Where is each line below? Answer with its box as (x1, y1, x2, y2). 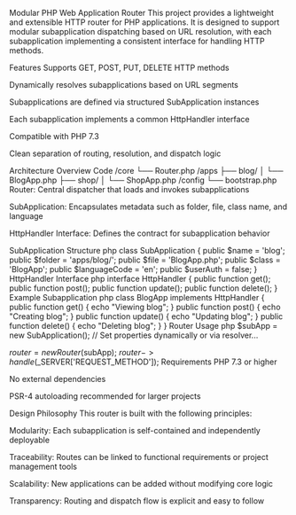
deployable (9, 434, 51, 445)
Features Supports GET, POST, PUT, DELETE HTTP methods (9, 62, 230, 73)
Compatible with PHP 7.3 (9, 131, 99, 141)
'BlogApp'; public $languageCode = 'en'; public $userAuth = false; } (9, 264, 258, 274)
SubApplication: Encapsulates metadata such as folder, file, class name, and (9, 201, 288, 212)
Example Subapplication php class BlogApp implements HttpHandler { (9, 293, 265, 302)
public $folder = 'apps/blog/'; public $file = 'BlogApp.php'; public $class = (9, 254, 281, 265)
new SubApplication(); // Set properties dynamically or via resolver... (9, 330, 259, 340)
